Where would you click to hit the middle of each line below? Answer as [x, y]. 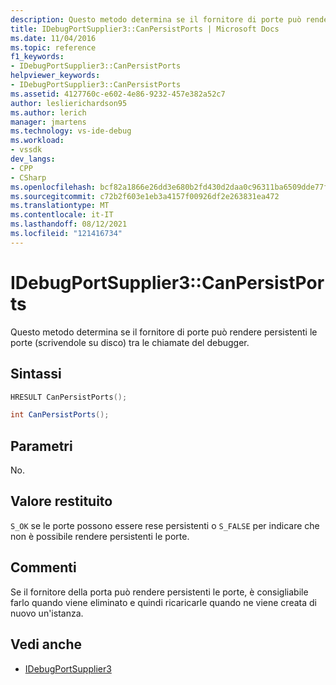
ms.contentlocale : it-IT [62, 215]
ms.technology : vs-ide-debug [71, 131]
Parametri [41, 446]
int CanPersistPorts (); [60, 415]
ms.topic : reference [53, 47]
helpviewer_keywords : [55, 76]
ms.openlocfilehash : [53, 187]
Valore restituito [61, 501]
